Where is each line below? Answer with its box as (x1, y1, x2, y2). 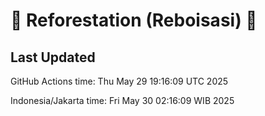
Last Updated (10, 49, 96, 66)
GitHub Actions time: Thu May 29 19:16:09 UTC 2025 (10, 75, 229, 87)
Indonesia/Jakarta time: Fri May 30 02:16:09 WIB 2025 (10, 95, 235, 106)
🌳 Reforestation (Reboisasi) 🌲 (10, 9, 258, 32)
